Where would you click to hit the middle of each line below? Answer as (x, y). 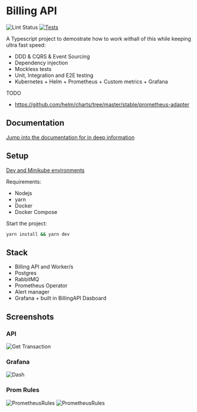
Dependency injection (41, 63)
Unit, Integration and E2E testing (54, 75)
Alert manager (32, 292)
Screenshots (30, 317)
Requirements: (24, 181)
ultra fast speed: (26, 45)
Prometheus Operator (41, 286)
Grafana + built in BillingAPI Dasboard (60, 298)
